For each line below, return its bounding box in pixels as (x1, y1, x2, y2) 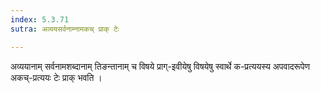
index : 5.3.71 (10, 14, 70, 25)
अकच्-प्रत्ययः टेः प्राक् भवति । (10, 71, 103, 83)
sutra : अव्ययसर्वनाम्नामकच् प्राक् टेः (10, 24, 120, 34)
